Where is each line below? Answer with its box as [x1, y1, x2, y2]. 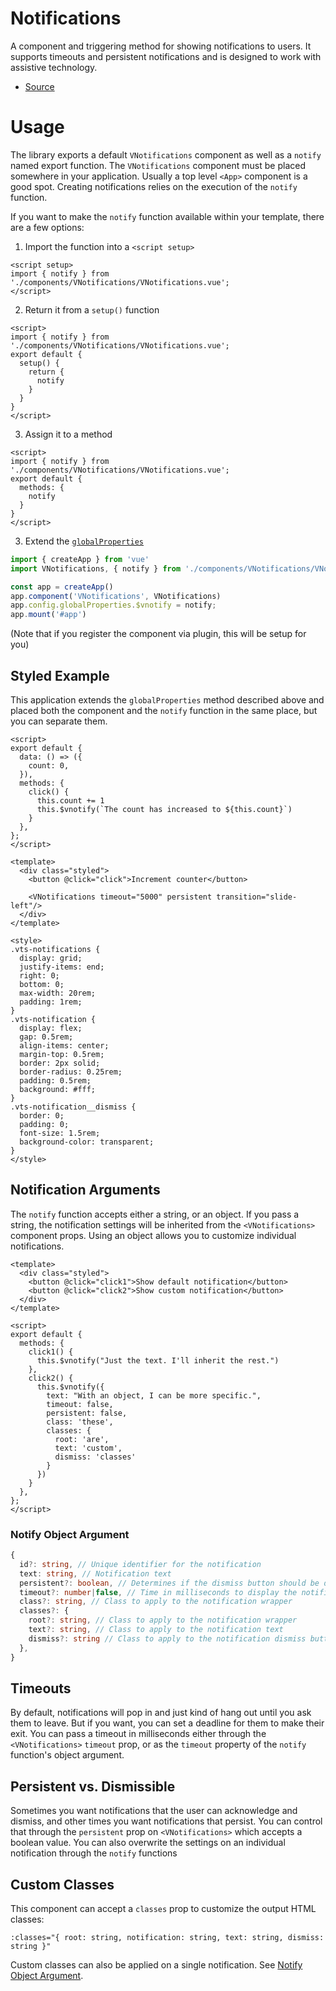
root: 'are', [54, 1434, 110, 1444]
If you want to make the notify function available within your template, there [10, 210, 325, 222]
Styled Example [10, 667, 110, 684]
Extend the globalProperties [24, 535, 145, 547]
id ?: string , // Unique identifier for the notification [19, 1559, 262, 1569]
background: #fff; [19, 1084, 97, 1094]
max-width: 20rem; [19, 988, 97, 998]
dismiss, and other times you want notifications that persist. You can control [10, 1815, 323, 1827]
